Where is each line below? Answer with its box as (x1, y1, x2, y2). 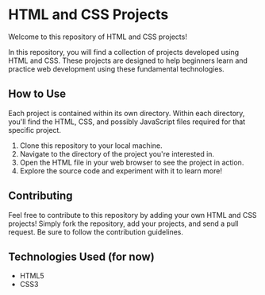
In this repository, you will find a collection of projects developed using (8, 47, 240, 56)
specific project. (8, 125, 62, 134)
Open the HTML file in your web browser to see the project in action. (19, 157, 244, 167)
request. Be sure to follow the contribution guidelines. (8, 227, 184, 236)
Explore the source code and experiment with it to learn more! (19, 165, 222, 176)
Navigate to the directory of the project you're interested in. (19, 149, 215, 158)
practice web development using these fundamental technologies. (8, 64, 225, 73)
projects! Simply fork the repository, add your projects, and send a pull (8, 219, 239, 228)
